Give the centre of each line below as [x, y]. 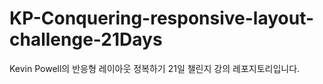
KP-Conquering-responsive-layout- [162, 18]
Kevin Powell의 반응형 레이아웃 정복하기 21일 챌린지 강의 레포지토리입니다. [155, 68]
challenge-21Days [86, 39]
